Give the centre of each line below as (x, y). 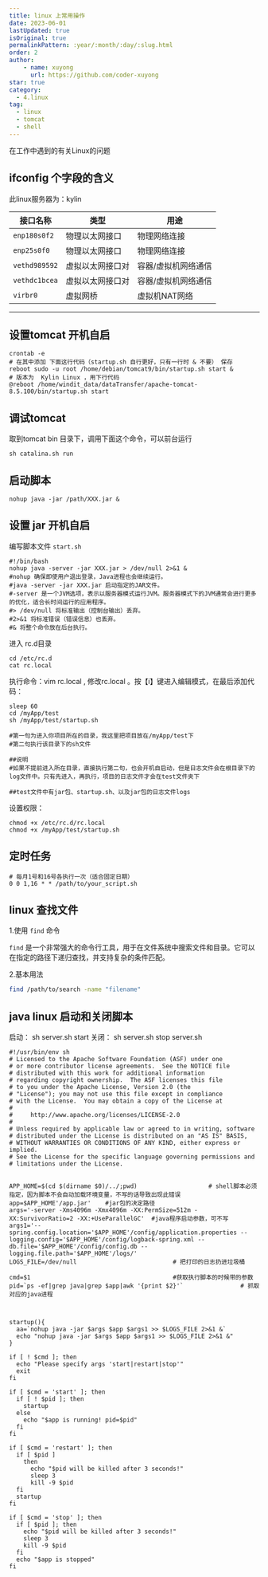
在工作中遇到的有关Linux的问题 (60, 150)
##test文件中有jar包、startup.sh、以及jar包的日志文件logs (100, 792)
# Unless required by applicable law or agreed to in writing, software (132, 1129)
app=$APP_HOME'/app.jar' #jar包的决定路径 (82, 1203)
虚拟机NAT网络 (165, 296)
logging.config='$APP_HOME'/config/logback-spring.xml (102, 1240)
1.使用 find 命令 (35, 930)
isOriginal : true (38, 38)
